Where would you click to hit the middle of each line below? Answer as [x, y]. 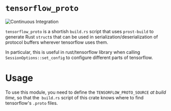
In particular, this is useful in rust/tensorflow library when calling [73, 52]
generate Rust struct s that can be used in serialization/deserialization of [82, 37]
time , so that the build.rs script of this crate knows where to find [75, 97]
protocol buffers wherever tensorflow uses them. [57, 42]
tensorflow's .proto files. [32, 103]
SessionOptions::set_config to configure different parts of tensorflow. [79, 58]
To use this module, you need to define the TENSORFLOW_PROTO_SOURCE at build [86, 92]
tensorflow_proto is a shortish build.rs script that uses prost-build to [80, 31]
